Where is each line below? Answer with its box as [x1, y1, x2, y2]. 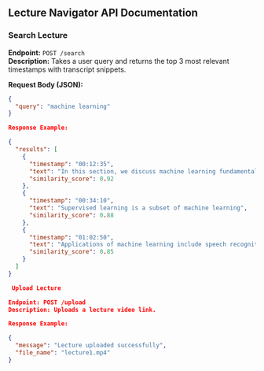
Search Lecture [8, 30, 68, 41]
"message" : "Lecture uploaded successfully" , [15, 342, 167, 350]
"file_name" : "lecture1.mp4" [15, 349, 111, 357]
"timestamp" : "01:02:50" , [28, 233, 114, 241]
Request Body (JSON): [8, 80, 84, 89]
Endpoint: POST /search [8, 47, 85, 58]
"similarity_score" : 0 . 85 [28, 248, 114, 256]
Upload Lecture [11, 284, 61, 292]
